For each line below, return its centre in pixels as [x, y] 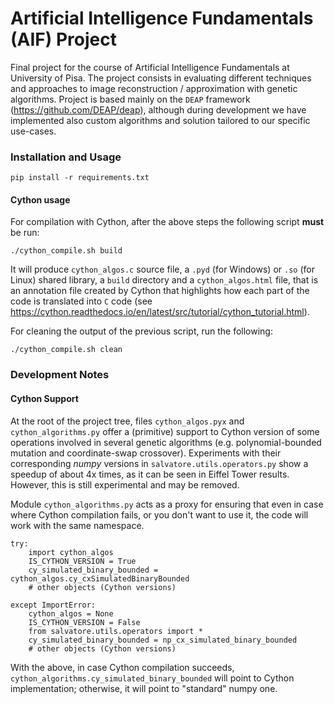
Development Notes [60, 375]
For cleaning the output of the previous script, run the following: [141, 331]
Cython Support [44, 398]
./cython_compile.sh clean [66, 350]
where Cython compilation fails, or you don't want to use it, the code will [159, 514]
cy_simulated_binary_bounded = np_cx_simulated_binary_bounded [163, 640]
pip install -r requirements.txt [80, 178]
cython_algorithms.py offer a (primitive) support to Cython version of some [165, 431]
